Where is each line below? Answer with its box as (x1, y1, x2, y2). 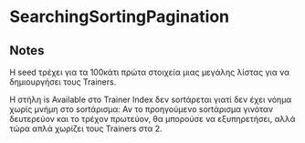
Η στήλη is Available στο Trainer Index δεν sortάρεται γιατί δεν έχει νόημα (9, 94, 292, 105)
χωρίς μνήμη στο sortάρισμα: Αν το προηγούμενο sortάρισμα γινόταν (9, 104, 274, 115)
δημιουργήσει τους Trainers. (9, 77, 117, 87)
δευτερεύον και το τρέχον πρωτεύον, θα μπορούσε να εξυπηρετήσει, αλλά (9, 114, 296, 124)
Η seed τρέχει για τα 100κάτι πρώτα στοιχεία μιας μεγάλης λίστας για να (9, 66, 290, 77)
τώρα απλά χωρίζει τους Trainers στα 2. (9, 123, 163, 134)
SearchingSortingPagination (9, 6, 230, 27)
